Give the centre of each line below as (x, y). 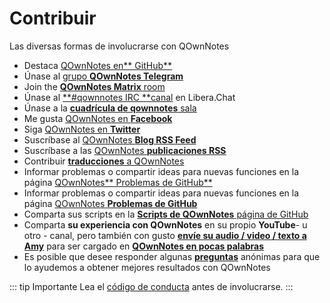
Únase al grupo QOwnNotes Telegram (103, 76)
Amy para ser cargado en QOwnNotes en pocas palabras (144, 246)
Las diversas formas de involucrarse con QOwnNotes (119, 46)
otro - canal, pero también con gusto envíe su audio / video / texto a (165, 235)
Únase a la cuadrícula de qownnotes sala (110, 108)
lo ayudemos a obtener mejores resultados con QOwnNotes (147, 267)
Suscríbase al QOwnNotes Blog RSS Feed (110, 139)
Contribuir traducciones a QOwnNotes (104, 161)
